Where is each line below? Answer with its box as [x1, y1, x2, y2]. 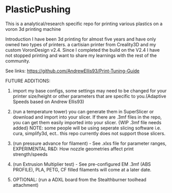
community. [5, 57, 30, 64]
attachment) [12, 182, 39, 188]
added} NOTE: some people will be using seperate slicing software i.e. [12, 125, 161, 131]
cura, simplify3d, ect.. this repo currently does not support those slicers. [12, 130, 165, 137]
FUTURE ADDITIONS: [5, 78, 51, 84]
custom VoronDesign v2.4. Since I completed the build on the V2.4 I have [5, 47, 160, 53]
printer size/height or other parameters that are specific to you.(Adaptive [12, 93, 166, 99]
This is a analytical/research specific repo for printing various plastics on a [5, 21, 163, 27]
